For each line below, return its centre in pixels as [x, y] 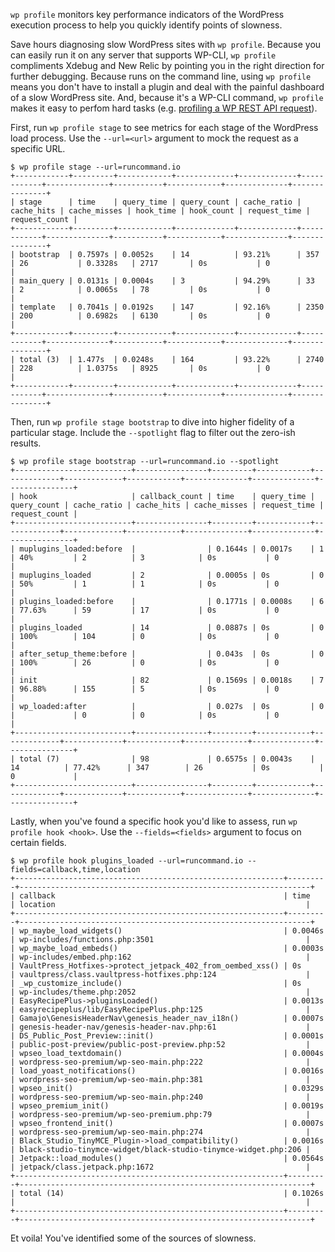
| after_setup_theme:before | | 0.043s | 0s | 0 [167, 654]
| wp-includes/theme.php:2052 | [160, 992]
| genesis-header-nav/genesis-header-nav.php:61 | [160, 1027]
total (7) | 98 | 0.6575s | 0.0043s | [167, 759]
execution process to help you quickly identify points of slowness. [146, 25]
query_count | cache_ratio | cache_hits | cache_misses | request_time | [167, 505]
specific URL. [38, 148]
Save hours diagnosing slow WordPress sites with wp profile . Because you [166, 44]
